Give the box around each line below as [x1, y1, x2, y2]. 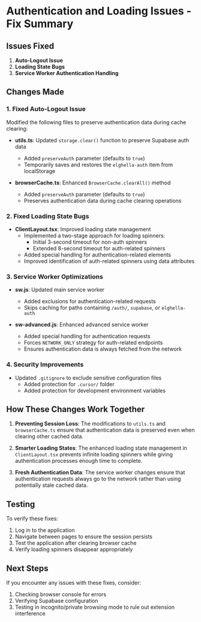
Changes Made [6, 87, 64, 97]
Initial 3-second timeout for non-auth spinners [32, 238, 147, 246]
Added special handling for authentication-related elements [23, 251, 171, 258]
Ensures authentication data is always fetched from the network [23, 345, 182, 352]
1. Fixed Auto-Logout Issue [6, 105, 86, 113]
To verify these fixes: [6, 515, 58, 522]
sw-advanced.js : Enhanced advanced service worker [14, 321, 149, 328]
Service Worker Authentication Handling [14, 70, 119, 76]
